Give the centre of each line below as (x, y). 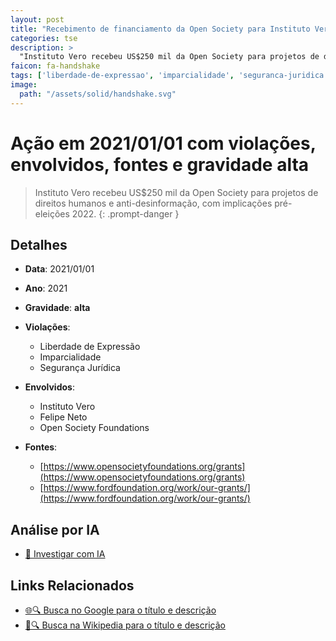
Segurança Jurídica (80, 368)
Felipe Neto (63, 417)
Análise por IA (55, 529)
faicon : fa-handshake (55, 66)
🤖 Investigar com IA (65, 554)
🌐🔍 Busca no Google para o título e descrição (120, 610)
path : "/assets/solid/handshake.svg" (98, 94)
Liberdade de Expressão (90, 347)
